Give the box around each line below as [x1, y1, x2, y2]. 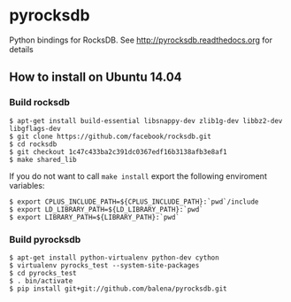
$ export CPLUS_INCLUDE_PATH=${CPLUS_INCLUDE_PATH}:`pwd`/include [9, 197, 259, 206]
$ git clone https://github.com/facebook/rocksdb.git [9, 132, 212, 141]
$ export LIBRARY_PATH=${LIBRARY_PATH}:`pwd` [9, 213, 180, 221]
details [9, 43, 34, 54]
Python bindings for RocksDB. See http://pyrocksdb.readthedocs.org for [9, 35, 272, 45]
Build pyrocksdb [9, 233, 81, 245]
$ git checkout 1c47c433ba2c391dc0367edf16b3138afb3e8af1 [9, 147, 227, 156]
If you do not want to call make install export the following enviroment [9, 170, 267, 182]
